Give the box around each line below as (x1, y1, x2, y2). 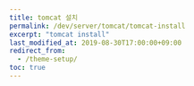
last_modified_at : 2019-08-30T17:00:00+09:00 (9, 38, 181, 47)
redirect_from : (9, 47, 66, 56)
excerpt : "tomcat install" (9, 30, 110, 39)
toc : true (9, 64, 46, 73)
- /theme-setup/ (17, 55, 78, 64)
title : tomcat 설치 (9, 13, 79, 22)
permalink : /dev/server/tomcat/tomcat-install (9, 21, 186, 30)
